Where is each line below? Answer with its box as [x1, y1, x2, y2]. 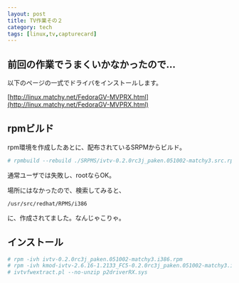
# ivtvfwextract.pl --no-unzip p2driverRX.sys [7, 269, 148, 276]
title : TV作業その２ [7, 17, 63, 24]
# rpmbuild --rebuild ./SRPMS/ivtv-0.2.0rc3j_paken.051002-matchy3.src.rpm [7, 157, 237, 164]
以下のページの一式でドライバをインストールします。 [7, 79, 162, 87]
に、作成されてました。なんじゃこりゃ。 [7, 213, 126, 222]
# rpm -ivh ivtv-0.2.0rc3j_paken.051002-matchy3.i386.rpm [7, 255, 183, 263]
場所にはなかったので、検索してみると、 [7, 186, 126, 194]
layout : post [7, 10, 46, 18]
